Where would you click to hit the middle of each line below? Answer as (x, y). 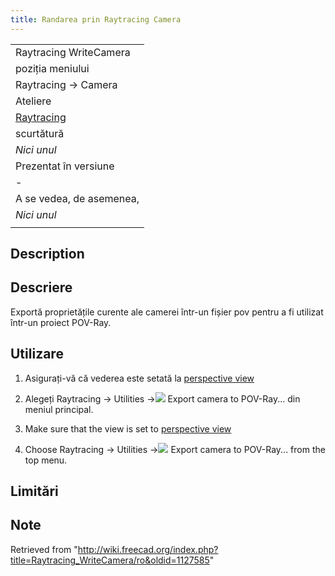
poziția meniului (52, 68)
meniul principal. (59, 409)
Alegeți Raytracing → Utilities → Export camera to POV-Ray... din (162, 398)
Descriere (41, 287)
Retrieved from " (44, 549)
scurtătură (40, 133)
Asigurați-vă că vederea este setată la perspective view (139, 378)
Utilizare (37, 354)
